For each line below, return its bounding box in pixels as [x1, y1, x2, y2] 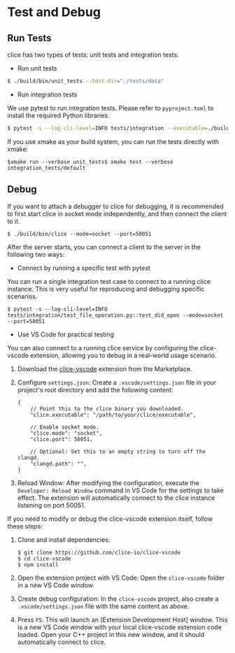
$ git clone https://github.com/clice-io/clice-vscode [17, 549, 181, 556]
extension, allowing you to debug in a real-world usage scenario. [30, 351, 217, 359]
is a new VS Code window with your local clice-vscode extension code [17, 623, 222, 631]
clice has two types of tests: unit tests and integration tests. [7, 50, 180, 59]
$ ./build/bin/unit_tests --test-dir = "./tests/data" [7, 78, 164, 85]
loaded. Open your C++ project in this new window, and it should [17, 630, 205, 638]
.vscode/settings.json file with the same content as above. [17, 602, 190, 610]
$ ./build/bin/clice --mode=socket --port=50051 [7, 230, 152, 238]
